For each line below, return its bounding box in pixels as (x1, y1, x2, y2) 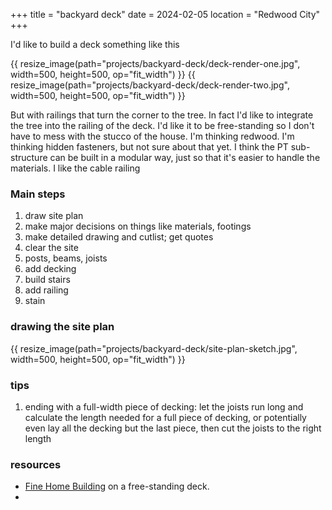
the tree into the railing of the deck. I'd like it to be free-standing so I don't (10, 120, 315, 131)
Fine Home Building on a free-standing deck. (24, 480, 210, 493)
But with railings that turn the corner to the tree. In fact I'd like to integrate (10, 109, 314, 121)
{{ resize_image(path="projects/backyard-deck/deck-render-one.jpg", (10, 58, 301, 69)
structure (10, 152, 48, 163)
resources (10, 457, 62, 471)
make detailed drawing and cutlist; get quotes (24, 231, 214, 243)
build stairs (24, 274, 71, 286)
